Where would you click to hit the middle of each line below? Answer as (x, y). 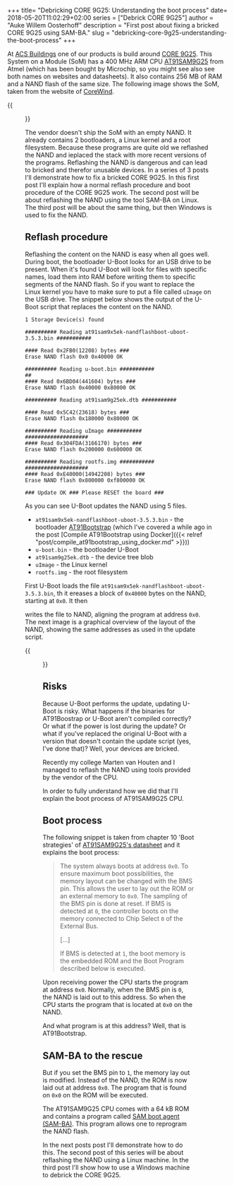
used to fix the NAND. (56, 215)
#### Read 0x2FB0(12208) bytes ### (77, 350)
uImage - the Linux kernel (71, 564)
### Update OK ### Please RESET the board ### (94, 493)
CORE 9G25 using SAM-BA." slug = (59, 32)
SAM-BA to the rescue (93, 1055)
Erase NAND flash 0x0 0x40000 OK (74, 357)
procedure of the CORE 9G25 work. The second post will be (112, 192)
